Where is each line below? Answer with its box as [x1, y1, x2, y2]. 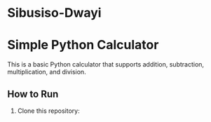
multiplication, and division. [7, 68, 86, 76]
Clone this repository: [17, 107, 80, 115]
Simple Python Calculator [7, 37, 159, 53]
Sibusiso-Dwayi [7, 5, 102, 21]
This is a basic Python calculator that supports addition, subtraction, [7, 60, 205, 69]
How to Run [7, 88, 59, 100]
